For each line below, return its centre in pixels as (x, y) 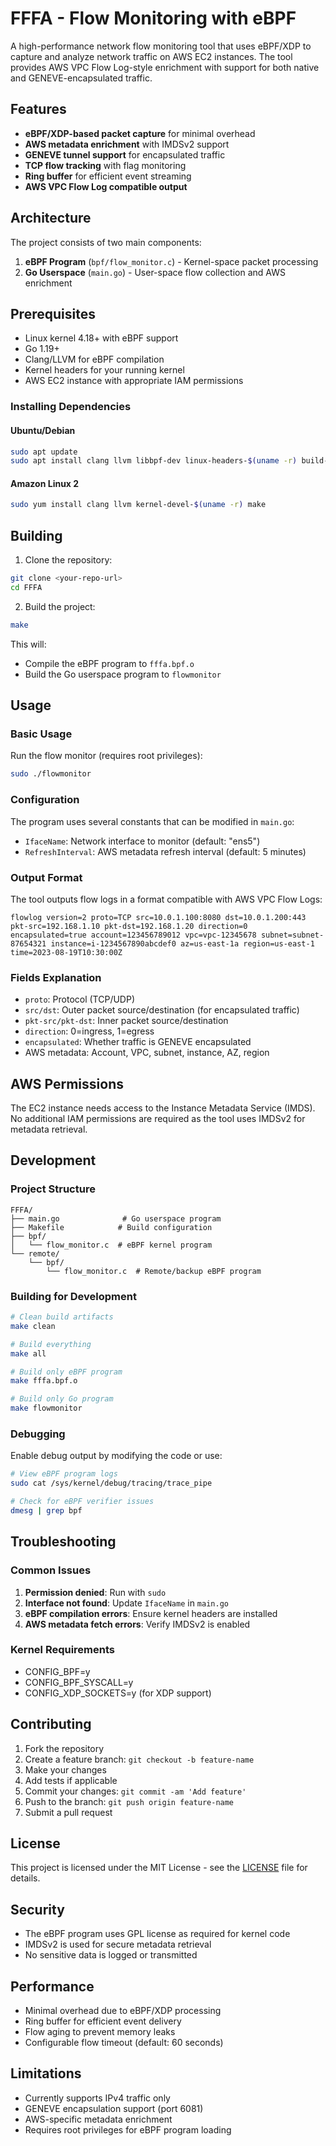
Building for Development (73, 1296)
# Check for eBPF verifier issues (82, 1502)
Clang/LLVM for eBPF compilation (94, 359)
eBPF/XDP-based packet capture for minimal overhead (140, 133)
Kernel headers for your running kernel (104, 370)
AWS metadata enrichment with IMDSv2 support (127, 144)
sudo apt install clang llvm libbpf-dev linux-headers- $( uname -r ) (154, 461)
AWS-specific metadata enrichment (98, 2119)
